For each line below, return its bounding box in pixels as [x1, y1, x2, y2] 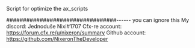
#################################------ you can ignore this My [6, 17, 190, 23]
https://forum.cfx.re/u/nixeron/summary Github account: [6, 29, 146, 36]
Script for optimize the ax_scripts [6, 5, 88, 12]
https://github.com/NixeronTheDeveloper [6, 36, 108, 42]
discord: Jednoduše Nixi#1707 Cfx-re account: [6, 23, 122, 30]
